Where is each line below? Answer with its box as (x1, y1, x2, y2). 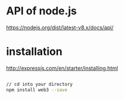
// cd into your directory (6, 81, 73, 87)
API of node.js (6, 4, 77, 18)
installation (6, 45, 63, 58)
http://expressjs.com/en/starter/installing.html (6, 64, 119, 72)
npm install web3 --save (6, 86, 68, 93)
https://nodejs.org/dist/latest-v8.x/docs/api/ (6, 24, 114, 31)
